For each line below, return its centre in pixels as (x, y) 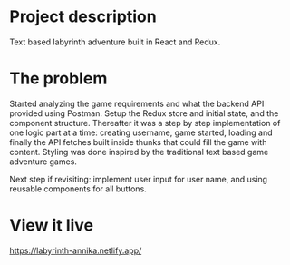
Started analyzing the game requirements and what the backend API (137, 103)
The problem (58, 79)
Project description (83, 17)
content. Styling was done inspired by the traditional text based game (139, 152)
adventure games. (43, 162)
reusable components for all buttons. (78, 189)
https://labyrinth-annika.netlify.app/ (76, 250)
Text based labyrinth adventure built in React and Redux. (115, 42)
